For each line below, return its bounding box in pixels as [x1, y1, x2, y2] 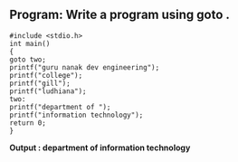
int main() [9, 39, 51, 48]
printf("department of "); [9, 102, 111, 111]
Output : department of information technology [9, 142, 191, 153]
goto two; [9, 54, 47, 64]
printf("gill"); [9, 79, 71, 88]
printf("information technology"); [9, 110, 144, 119]
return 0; [9, 118, 47, 128]
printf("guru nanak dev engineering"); [9, 62, 160, 71]
